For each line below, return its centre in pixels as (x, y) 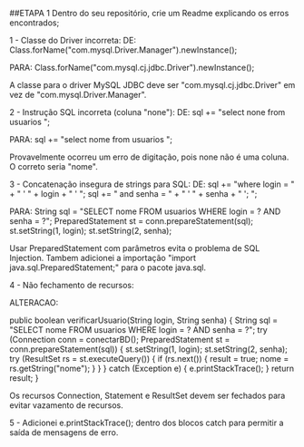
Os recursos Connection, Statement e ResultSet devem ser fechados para (147, 395)
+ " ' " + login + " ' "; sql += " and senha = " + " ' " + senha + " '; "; (133, 194)
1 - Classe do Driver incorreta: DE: (73, 40)
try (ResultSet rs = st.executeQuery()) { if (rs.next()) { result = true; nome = (149, 359)
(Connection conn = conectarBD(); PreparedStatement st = (120, 340)
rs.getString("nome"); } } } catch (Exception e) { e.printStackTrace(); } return (152, 368)
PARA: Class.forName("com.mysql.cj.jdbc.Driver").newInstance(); (132, 68)
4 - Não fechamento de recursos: (72, 285)
